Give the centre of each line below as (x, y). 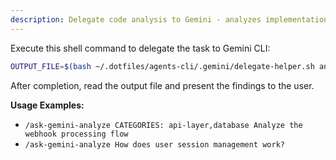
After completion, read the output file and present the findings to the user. (162, 85)
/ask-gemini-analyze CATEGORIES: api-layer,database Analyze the (163, 125)
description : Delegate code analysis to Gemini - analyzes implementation (169, 19)
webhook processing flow (76, 134)
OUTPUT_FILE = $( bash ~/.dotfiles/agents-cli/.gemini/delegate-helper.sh (162, 66)
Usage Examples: (47, 105)
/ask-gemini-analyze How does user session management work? (155, 144)
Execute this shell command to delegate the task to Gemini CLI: (140, 48)
